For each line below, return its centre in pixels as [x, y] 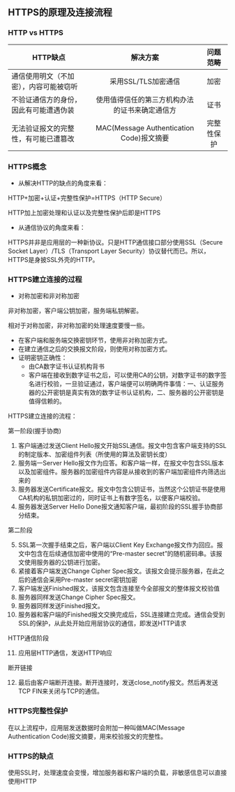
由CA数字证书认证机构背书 [67, 366]
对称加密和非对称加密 [48, 296]
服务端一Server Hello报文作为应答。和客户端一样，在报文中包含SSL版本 [121, 463]
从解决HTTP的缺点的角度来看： [63, 183]
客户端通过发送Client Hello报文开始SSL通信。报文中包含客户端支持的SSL [122, 446]
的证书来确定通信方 [145, 110]
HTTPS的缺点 [31, 756]
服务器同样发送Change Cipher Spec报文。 [78, 597]
